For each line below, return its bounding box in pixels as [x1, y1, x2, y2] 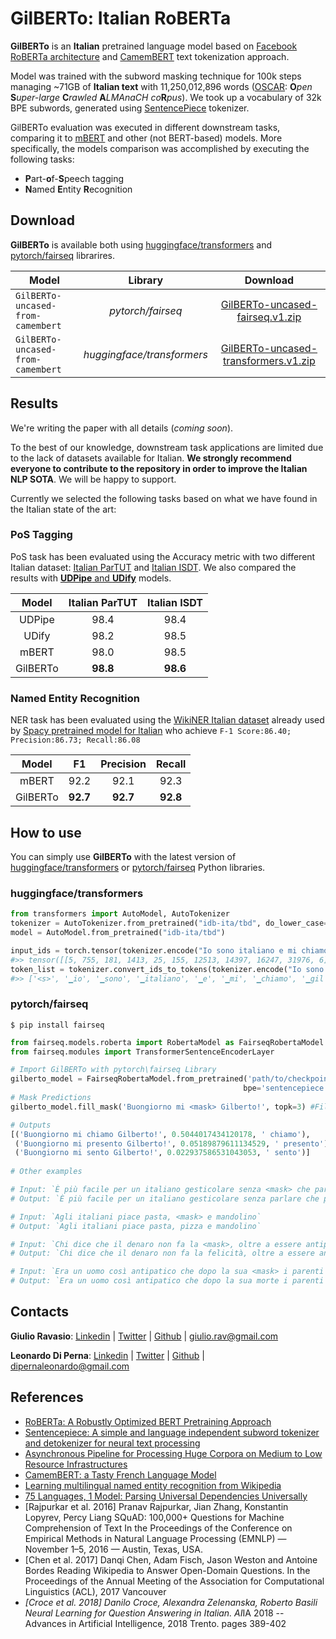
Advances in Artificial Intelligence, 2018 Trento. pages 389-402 [24, 1617, 287, 1629]
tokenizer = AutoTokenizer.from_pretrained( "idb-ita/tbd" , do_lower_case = [10, 918, 329, 929]
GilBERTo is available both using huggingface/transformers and [10, 238, 272, 251]
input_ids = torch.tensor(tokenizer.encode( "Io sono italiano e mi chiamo [10, 945, 329, 956]
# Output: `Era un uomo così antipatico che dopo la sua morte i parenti [10, 1276, 325, 1286]
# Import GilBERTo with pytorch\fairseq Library [10, 1065, 217, 1075]
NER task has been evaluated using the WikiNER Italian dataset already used [10, 714, 325, 726]
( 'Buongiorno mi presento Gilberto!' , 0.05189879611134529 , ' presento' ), [14, 1138, 333, 1149]
